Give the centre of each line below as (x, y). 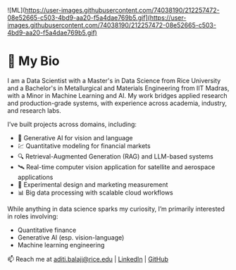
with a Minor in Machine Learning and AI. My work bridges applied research (117, 95)
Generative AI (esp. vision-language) (71, 237)
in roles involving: (33, 216)
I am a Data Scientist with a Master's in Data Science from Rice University (114, 80)
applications (35, 177)
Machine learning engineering (61, 245)
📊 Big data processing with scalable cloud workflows (95, 192)
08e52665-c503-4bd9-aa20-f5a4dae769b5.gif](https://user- (97, 18)
